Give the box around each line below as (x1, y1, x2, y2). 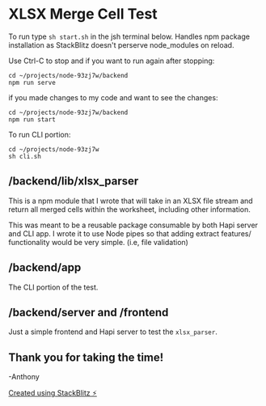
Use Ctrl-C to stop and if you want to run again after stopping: (8, 56, 215, 66)
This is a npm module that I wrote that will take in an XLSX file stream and (8, 196, 253, 205)
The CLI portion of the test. (8, 282, 99, 292)
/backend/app (8, 260, 82, 275)
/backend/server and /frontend (8, 305, 169, 319)
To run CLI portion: (8, 129, 71, 139)
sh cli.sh (8, 152, 42, 160)
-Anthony (8, 372, 40, 382)
